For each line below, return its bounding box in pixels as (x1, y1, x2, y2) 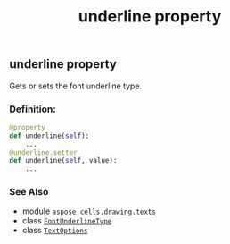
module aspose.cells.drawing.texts (21, 206, 156, 216)
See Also (9, 186, 49, 198)
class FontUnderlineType (21, 215, 112, 226)
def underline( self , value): (9, 156, 118, 165)
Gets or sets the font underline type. (9, 80, 143, 91)
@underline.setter (9, 147, 78, 157)
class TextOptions (21, 225, 88, 236)
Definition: (9, 103, 56, 115)
